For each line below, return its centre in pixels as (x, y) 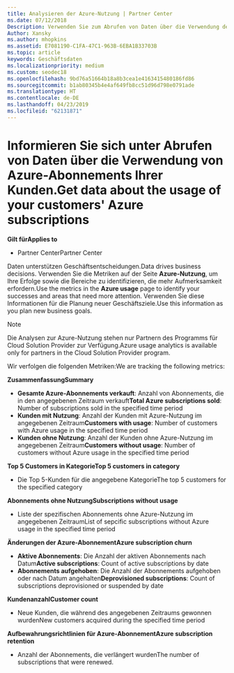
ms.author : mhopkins (37, 40)
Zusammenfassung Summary (50, 379)
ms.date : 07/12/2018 (37, 20)
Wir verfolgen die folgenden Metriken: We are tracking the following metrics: (116, 366)
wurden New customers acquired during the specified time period (111, 620)
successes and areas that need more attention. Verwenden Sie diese (106, 296)
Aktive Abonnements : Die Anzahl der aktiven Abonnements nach (111, 556)
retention (21, 641)
